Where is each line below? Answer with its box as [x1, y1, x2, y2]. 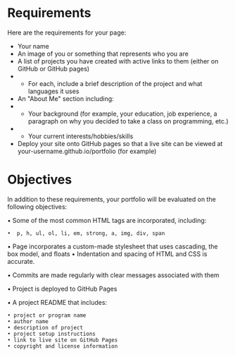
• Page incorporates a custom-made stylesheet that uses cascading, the [7, 242, 218, 250]
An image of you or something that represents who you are [17, 49, 189, 58]
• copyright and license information [7, 342, 118, 350]
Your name [17, 42, 49, 50]
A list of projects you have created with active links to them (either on [17, 56, 219, 65]
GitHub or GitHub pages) [17, 64, 90, 73]
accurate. [7, 257, 35, 265]
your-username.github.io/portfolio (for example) [17, 147, 157, 155]
